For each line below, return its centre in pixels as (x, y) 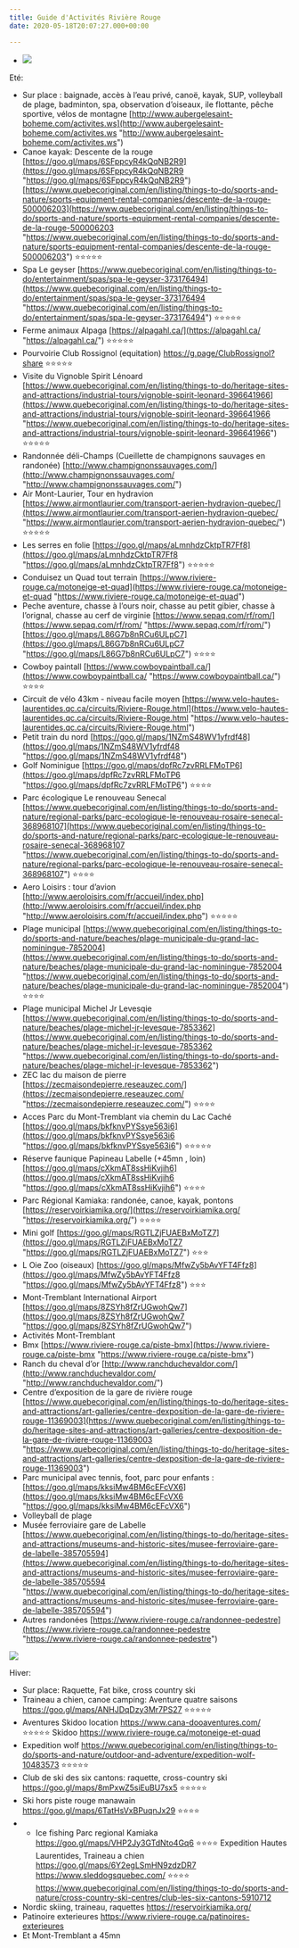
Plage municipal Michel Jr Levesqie (87, 1008)
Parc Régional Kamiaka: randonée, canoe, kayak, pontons (128, 1200)
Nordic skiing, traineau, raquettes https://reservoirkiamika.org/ (137, 1907)
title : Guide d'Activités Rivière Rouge (85, 17)
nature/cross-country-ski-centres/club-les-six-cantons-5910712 (154, 1897)
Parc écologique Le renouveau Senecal (94, 797)
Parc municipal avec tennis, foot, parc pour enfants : (118, 1477)
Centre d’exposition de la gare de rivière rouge (107, 1392)
